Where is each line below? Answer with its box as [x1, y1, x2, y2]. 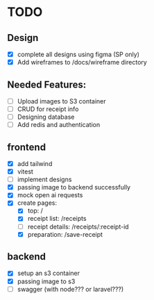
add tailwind [17, 160, 53, 167]
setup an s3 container [17, 269, 80, 278]
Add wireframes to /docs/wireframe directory [17, 58, 147, 67]
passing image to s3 [17, 277, 76, 285]
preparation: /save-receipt [27, 230, 103, 238]
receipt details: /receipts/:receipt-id [27, 222, 130, 231]
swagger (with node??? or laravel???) [17, 285, 124, 293]
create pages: [17, 199, 58, 207]
